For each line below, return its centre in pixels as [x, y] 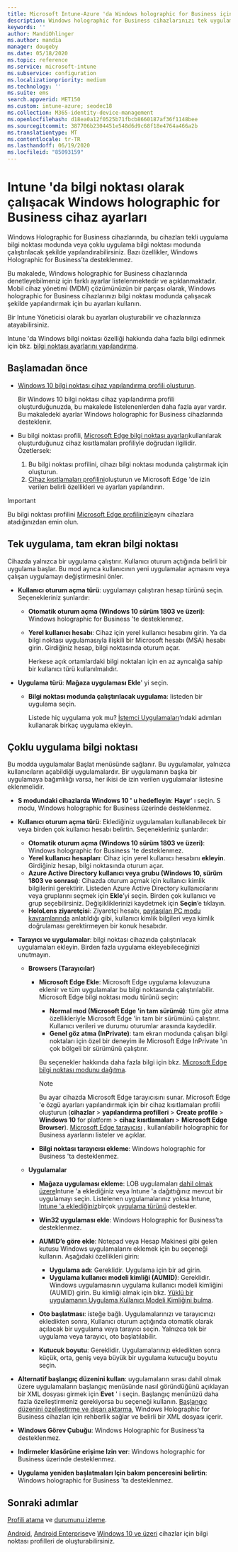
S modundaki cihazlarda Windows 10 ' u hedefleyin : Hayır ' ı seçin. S [119, 801]
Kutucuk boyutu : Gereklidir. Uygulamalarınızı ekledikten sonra [130, 1350]
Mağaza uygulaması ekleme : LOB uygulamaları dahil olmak [126, 1183]
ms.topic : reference [38, 60]
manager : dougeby [33, 47]
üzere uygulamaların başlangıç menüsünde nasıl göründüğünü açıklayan [123, 1387]
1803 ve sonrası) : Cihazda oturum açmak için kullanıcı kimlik [117, 881]
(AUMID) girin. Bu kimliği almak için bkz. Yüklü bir [121, 1293]
